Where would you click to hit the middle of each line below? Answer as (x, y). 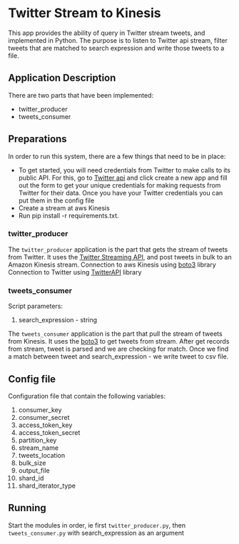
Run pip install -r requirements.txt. (69, 215)
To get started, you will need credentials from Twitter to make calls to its (124, 170)
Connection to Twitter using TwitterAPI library (75, 272)
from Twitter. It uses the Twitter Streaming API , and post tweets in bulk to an (120, 257)
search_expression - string (58, 320)
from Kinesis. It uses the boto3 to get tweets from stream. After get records (119, 342)
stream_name (39, 448)
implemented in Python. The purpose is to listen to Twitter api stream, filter (118, 40)
